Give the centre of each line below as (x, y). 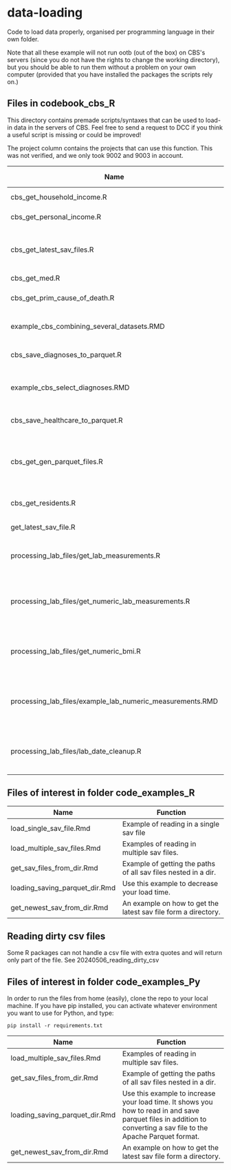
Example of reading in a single (171, 824)
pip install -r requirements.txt (55, 1026)
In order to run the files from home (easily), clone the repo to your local (108, 998)
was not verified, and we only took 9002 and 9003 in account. (95, 155)
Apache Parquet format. (161, 1137)
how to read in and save (161, 1111)
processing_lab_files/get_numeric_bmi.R (76, 651)
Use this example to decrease (170, 883)
